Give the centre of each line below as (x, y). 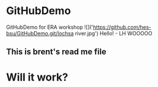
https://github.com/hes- (122, 27)
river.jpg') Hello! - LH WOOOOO (114, 33)
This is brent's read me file (56, 52)
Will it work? (37, 77)
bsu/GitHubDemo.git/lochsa (40, 33)
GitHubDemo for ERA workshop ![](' (50, 27)
